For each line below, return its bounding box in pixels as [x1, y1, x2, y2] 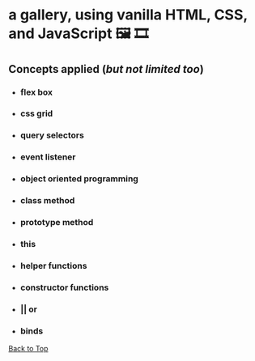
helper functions [19, 260, 87, 271]
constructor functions [19, 282, 109, 293]
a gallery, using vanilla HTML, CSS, [8, 6, 249, 24]
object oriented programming [19, 173, 139, 185]
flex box [19, 87, 53, 98]
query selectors [19, 130, 85, 141]
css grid [19, 108, 53, 119]
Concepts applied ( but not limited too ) [8, 62, 204, 76]
